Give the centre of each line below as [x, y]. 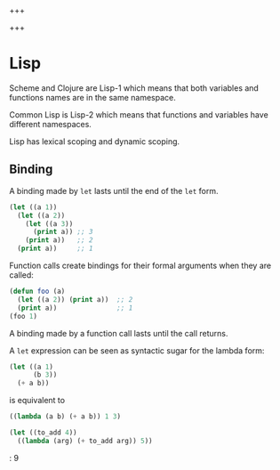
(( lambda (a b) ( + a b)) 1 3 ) [65, 417]
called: [21, 275]
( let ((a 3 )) [49, 223]
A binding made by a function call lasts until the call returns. [119, 333]
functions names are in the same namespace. [92, 97]
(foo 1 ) [24, 316]
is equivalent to [37, 401]
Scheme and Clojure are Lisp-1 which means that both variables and [134, 88]
